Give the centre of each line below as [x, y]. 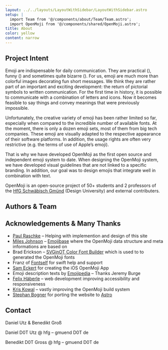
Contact [18, 310]
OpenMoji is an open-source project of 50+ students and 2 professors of [81, 185]
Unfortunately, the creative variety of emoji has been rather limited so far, [81, 118]
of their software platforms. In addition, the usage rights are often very [78, 139]
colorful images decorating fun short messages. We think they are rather [80, 81]
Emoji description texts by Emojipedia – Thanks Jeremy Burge [76, 273]
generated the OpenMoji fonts [44, 257]
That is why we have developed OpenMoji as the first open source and [78, 154]
